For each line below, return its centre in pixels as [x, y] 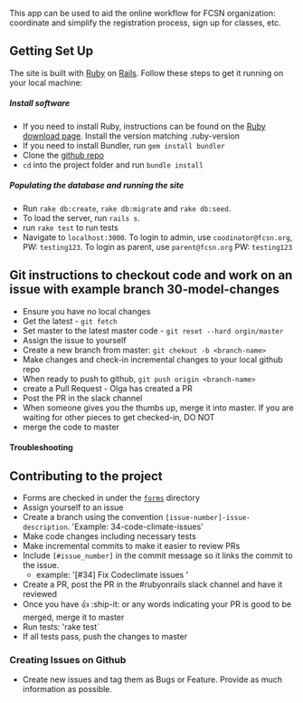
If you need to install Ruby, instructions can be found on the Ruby [144, 126]
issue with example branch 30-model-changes [145, 289]
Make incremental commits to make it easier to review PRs [131, 545]
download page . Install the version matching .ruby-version [131, 136]
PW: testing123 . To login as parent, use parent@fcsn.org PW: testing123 [157, 246]
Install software [40, 103]
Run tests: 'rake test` [61, 626]
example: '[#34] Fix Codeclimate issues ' [112, 574]
